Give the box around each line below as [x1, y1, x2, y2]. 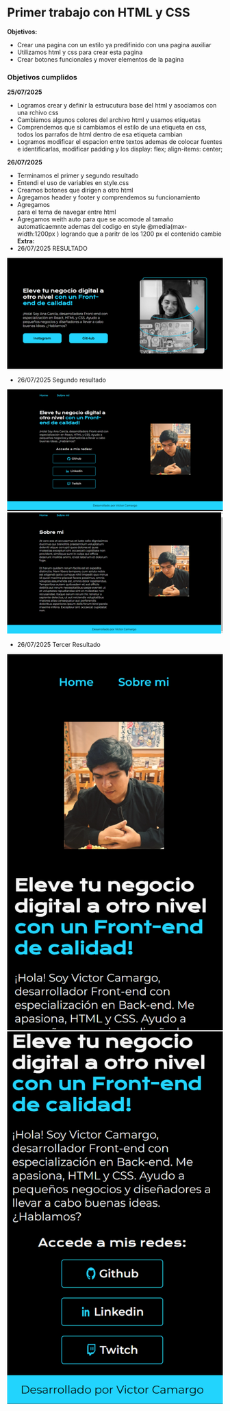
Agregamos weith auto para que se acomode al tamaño [16, 215, 174, 223]
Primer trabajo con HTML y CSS [7, 5, 190, 21]
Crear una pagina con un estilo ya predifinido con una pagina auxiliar [16, 40, 212, 49]
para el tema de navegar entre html [16, 208, 116, 217]
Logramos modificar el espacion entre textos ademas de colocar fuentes [16, 138, 222, 146]
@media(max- [146, 223, 188, 231]
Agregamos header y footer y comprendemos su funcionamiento [16, 193, 201, 201]
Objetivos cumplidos [7, 72, 77, 82]
